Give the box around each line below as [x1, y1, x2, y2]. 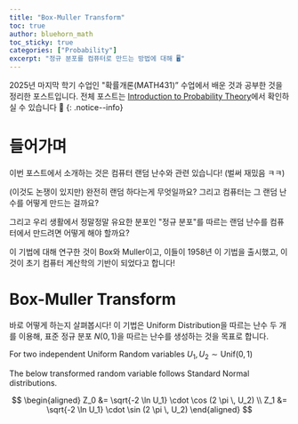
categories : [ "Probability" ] [9, 46, 117, 55]
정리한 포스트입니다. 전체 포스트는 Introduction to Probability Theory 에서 [9, 91, 266, 101]
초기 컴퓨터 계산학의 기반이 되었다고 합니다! [25, 257, 176, 268]
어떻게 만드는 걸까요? [25, 197, 100, 208]
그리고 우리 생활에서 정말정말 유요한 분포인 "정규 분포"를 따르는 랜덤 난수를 [9, 216, 269, 227]
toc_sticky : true [9, 37, 74, 47]
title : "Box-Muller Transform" [9, 12, 125, 22]
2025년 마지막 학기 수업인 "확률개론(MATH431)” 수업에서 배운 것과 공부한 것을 [9, 80, 283, 90]
